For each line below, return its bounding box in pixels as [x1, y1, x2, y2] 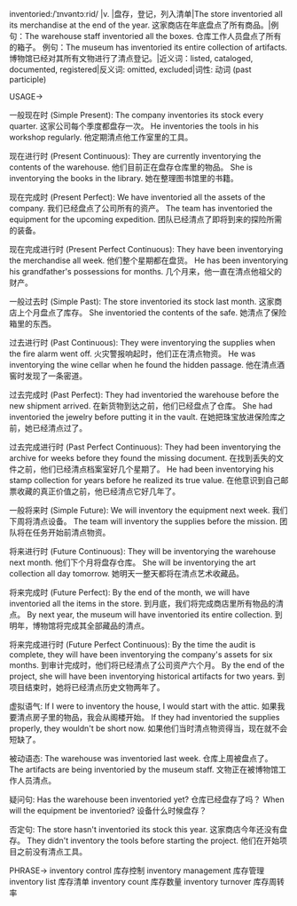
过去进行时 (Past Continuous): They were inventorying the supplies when [9, 338, 276, 347]
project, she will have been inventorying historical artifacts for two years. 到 [9, 671, 285, 681]
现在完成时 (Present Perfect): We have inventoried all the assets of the [9, 192, 266, 203]
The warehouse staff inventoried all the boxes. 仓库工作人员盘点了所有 [24, 31, 282, 41]
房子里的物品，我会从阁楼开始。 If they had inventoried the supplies [32, 712, 280, 722]
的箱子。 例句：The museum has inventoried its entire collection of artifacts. [9, 42, 288, 52]
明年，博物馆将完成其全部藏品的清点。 [9, 621, 149, 631]
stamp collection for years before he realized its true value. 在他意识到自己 [9, 475, 281, 485]
